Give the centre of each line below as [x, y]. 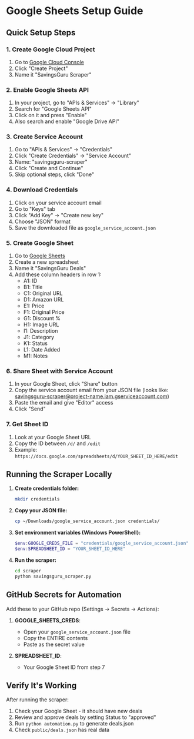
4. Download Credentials [42, 190]
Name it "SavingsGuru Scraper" [53, 74]
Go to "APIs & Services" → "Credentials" [63, 150]
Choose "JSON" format [42, 221]
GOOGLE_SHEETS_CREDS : [48, 620]
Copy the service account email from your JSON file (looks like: [91, 390]
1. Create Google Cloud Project [51, 49]
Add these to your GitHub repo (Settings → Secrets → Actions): [83, 609]
